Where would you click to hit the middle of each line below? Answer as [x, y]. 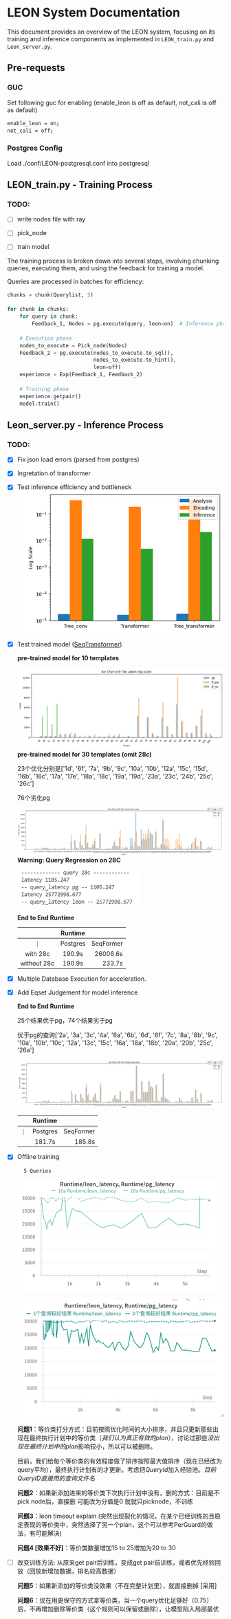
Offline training [38, 1157]
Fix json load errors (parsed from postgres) [78, 459]
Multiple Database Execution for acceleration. [81, 979]
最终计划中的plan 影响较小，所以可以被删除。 [93, 1446]
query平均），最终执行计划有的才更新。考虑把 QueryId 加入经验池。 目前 [117, 1469]
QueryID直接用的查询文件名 [56, 1478]
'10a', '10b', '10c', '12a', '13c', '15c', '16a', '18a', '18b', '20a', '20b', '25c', [115, 1043]
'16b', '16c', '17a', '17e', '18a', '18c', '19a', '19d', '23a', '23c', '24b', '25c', [115, 776]
